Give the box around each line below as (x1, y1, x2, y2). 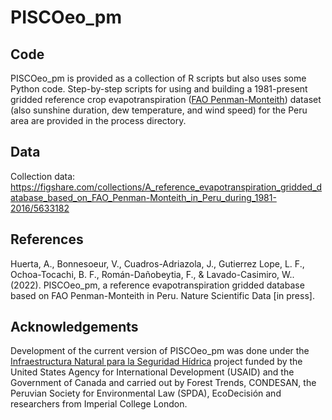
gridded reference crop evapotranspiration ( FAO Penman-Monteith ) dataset (10, 94, 322, 105)
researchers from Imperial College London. (10, 398, 188, 410)
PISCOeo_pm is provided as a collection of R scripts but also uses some (10, 72, 307, 84)
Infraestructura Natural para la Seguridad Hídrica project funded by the (10, 356, 303, 368)
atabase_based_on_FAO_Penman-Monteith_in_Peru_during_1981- (10, 191, 277, 203)
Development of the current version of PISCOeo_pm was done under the (10, 345, 310, 357)
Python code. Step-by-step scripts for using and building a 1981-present (10, 83, 308, 95)
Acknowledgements (10, 319, 139, 336)
